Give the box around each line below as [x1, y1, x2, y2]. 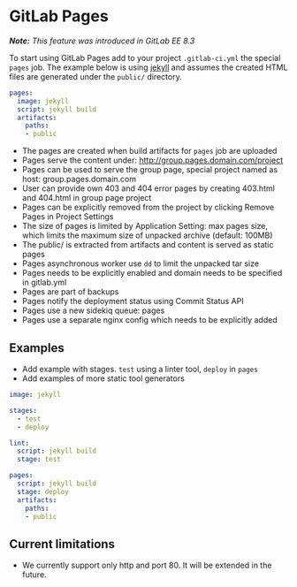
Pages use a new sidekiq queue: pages [21, 305, 165, 316]
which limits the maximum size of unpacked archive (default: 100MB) [21, 230, 273, 240]
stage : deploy [17, 487, 69, 496]
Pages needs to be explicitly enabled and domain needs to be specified [21, 268, 283, 278]
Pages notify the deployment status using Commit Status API [21, 296, 245, 307]
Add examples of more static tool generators [21, 373, 186, 384]
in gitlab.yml [21, 277, 67, 288]
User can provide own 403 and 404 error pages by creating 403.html [21, 183, 276, 194]
